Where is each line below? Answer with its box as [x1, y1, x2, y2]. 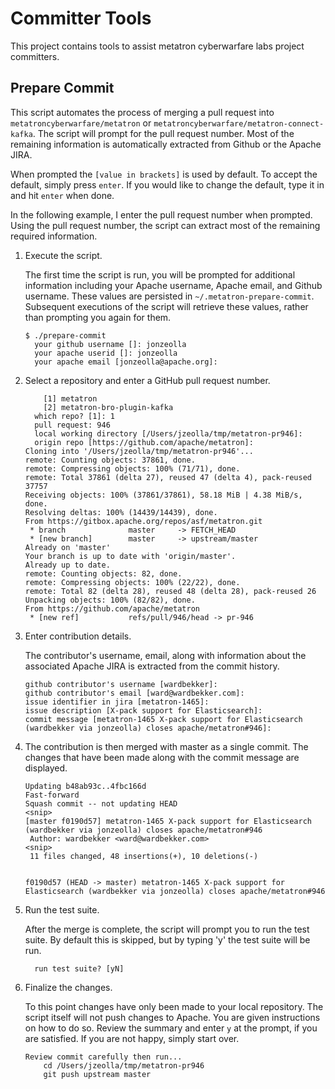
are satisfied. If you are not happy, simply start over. [24, 1032, 240, 1044]
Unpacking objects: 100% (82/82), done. [24, 595, 196, 605]
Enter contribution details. [24, 630, 132, 642]
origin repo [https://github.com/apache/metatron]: [34, 437, 254, 447]
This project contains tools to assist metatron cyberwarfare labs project [10, 40, 305, 52]
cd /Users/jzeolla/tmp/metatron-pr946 [43, 1060, 205, 1071]
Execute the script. [24, 249, 103, 261]
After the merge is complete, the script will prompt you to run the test [24, 923, 310, 935]
